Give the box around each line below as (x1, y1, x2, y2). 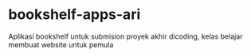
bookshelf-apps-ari (8, 6, 141, 24)
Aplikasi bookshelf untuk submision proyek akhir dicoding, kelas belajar (8, 32, 243, 41)
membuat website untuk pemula (8, 39, 114, 49)
